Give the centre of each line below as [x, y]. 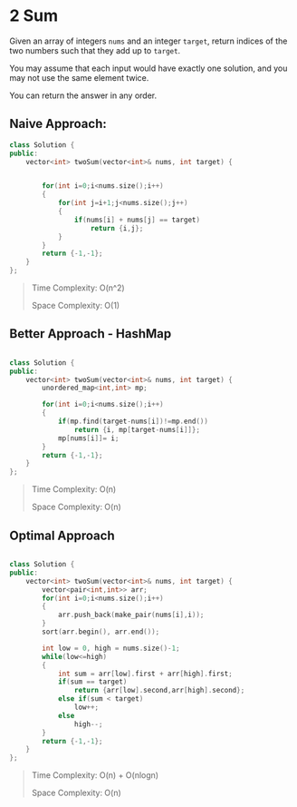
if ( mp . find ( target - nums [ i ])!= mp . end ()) [133, 422]
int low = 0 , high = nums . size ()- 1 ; [111, 648]
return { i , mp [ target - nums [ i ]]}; [137, 429]
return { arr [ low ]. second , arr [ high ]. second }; [159, 691]
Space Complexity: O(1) [76, 305]
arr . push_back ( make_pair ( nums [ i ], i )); [131, 615]
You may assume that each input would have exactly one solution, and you [148, 68]
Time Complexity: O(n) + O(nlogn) [95, 775]
